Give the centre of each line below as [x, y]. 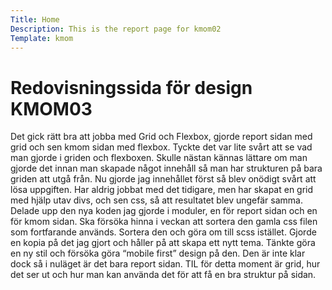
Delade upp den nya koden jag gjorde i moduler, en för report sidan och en [164, 211]
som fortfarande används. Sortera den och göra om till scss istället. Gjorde [163, 232]
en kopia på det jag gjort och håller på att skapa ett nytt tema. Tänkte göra [163, 243]
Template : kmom [42, 38]
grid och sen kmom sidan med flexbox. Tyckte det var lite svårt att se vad [161, 147]
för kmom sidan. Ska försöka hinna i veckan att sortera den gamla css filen [164, 222]
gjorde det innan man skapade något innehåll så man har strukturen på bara [166, 168]
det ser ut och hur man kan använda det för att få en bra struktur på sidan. [163, 275]
